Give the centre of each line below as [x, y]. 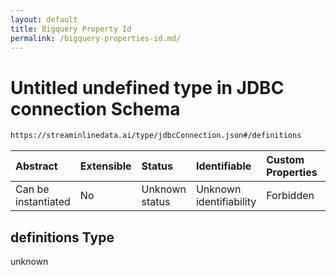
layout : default [44, 19]
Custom [285, 160]
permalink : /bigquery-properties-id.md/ [96, 38]
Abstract [36, 166]
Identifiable [223, 166]
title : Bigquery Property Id [71, 29]
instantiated [43, 202]
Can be [32, 189]
